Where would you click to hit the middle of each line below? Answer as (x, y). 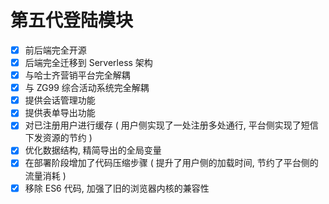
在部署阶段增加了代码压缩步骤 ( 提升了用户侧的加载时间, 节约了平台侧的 (171, 163)
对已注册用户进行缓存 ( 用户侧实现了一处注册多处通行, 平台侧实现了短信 (171, 125)
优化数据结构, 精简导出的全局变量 (93, 150)
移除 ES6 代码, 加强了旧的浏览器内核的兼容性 (117, 188)
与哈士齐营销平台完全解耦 (77, 75)
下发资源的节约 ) (58, 138)
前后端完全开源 (55, 50)
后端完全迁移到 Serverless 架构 (88, 62)
